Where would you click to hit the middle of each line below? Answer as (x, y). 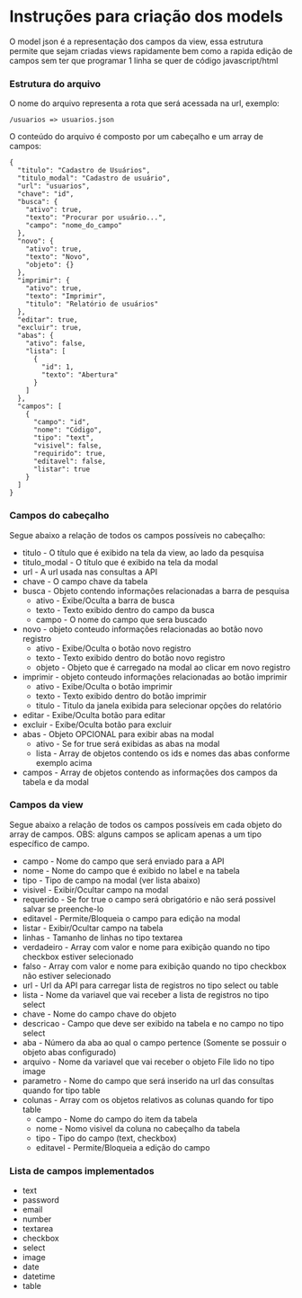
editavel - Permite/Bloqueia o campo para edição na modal (131, 918)
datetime (39, 1276)
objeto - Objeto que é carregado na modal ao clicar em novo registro (163, 667)
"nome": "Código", (67, 430)
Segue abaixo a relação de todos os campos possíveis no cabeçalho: (138, 535)
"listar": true (62, 469)
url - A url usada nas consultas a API (90, 572)
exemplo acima (64, 762)
